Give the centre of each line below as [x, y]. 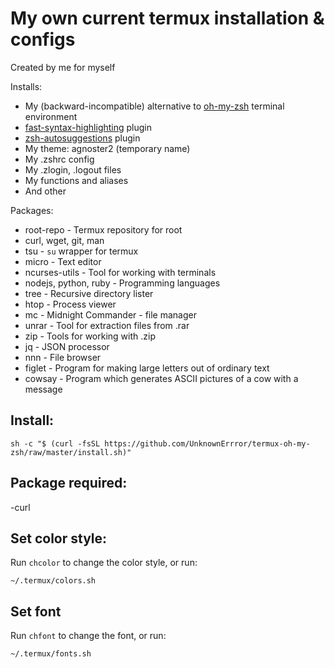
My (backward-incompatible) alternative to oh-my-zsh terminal [154, 106]
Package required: [69, 483]
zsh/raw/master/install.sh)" [71, 452]
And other [45, 191]
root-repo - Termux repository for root [103, 229]
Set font [36, 611]
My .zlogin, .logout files [73, 169]
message [43, 389]
